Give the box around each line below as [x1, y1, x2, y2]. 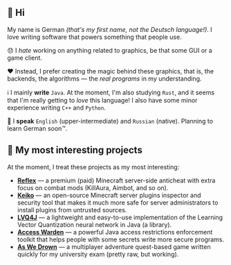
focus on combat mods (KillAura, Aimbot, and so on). [17, 183, 169, 191]
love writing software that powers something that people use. [7, 33, 182, 41]
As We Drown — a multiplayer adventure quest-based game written [17, 242, 211, 250]
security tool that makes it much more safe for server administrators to [17, 198, 219, 207]
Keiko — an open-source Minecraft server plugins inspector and [17, 191, 202, 199]
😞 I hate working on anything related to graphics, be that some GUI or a [7, 46, 212, 54]
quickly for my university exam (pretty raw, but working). [17, 250, 179, 258]
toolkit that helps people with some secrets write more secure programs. [17, 235, 225, 243]
